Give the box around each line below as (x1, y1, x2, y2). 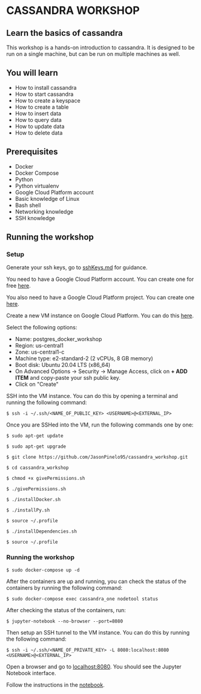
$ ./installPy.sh (6, 507, 50, 513)
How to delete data (15, 129, 63, 136)
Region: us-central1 (15, 342, 64, 349)
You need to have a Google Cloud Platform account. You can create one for (6, 275, 194, 283)
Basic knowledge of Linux (15, 195, 80, 202)
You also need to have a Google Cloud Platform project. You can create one (6, 294, 195, 301)
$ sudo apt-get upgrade (6, 443, 67, 450)
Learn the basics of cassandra (6, 28, 123, 38)
